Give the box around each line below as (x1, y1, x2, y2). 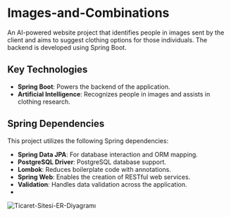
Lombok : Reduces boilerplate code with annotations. (17, 165, 171, 173)
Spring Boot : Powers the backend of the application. (17, 82, 170, 91)
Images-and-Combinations (7, 5, 170, 21)
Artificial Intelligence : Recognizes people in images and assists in (17, 89, 211, 98)
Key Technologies (7, 63, 88, 75)
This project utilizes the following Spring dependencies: (7, 136, 169, 145)
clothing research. (17, 97, 70, 106)
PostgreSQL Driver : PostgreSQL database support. (17, 157, 167, 166)
